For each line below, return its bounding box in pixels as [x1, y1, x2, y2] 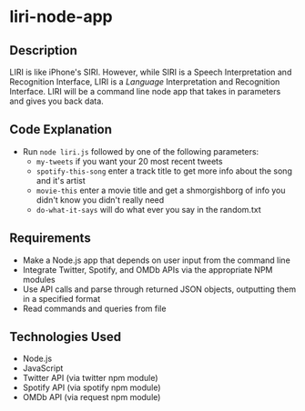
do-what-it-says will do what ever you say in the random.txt [36, 204, 261, 215]
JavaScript [22, 363, 64, 374]
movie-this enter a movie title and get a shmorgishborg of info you [36, 185, 286, 195]
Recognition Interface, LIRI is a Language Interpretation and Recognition [9, 76, 280, 87]
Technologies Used [9, 329, 121, 345]
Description [9, 43, 77, 58]
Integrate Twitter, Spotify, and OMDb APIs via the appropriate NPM [22, 264, 273, 275]
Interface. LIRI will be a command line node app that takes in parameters [9, 86, 281, 96]
